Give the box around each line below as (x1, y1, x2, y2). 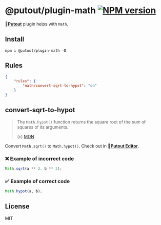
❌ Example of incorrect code (5, 155, 74, 162)
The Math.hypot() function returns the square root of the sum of (17, 119, 146, 124)
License (5, 203, 30, 211)
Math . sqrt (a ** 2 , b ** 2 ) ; (5, 166, 62, 171)
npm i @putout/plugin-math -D (5, 48, 67, 53)
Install (5, 35, 24, 43)
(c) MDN (17, 133, 34, 139)
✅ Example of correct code (5, 178, 70, 184)
